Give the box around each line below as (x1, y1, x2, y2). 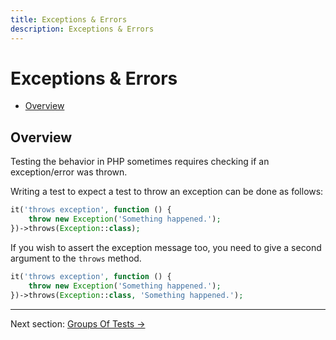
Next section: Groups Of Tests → (10, 317, 146, 330)
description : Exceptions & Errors (10, 24, 155, 34)
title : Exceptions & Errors (10, 14, 128, 25)
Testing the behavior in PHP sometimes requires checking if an (10, 156, 270, 168)
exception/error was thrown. (10, 166, 128, 178)
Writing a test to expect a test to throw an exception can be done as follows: (10, 186, 324, 198)
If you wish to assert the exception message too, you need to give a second (10, 241, 322, 253)
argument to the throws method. (10, 252, 142, 264)
